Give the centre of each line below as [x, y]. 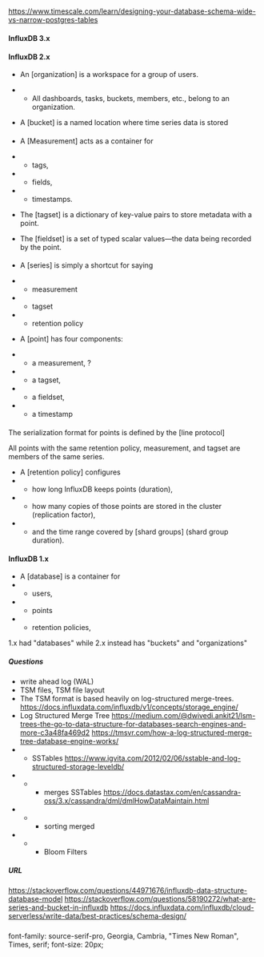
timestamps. [52, 199]
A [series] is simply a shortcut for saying [86, 265]
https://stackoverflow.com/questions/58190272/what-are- [160, 899]
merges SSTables [73, 793]
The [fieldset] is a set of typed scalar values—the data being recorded [136, 238]
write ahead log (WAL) [57, 682]
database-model [36, 899]
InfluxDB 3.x [29, 38]
